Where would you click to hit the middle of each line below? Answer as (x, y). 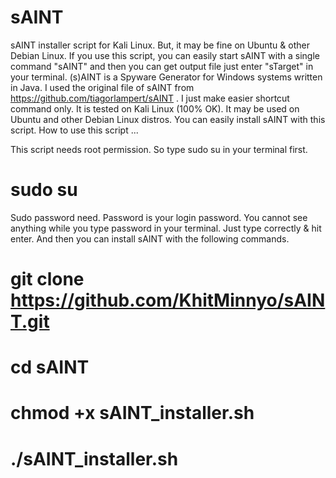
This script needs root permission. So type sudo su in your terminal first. (159, 149)
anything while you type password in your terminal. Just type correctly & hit (166, 228)
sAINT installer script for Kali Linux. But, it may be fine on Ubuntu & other (160, 45)
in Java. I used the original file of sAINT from (102, 87)
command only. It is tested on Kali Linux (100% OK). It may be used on (155, 108)
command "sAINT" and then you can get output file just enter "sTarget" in (162, 66)
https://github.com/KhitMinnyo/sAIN (168, 300)
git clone (47, 279)
